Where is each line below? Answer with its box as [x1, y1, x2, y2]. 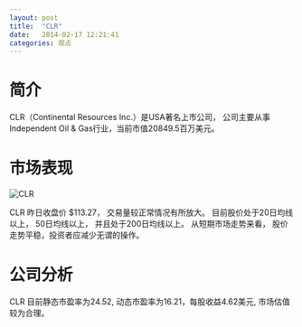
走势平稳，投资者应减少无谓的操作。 [9, 229, 145, 240]
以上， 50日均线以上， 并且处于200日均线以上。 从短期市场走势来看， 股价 [9, 219, 289, 229]
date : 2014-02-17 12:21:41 [9, 30, 119, 39]
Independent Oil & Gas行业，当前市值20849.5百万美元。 [9, 123, 220, 134]
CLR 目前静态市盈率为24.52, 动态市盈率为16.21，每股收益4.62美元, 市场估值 [9, 296, 291, 307]
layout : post [9, 13, 59, 23]
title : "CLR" [9, 22, 63, 31]
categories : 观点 [9, 38, 72, 48]
